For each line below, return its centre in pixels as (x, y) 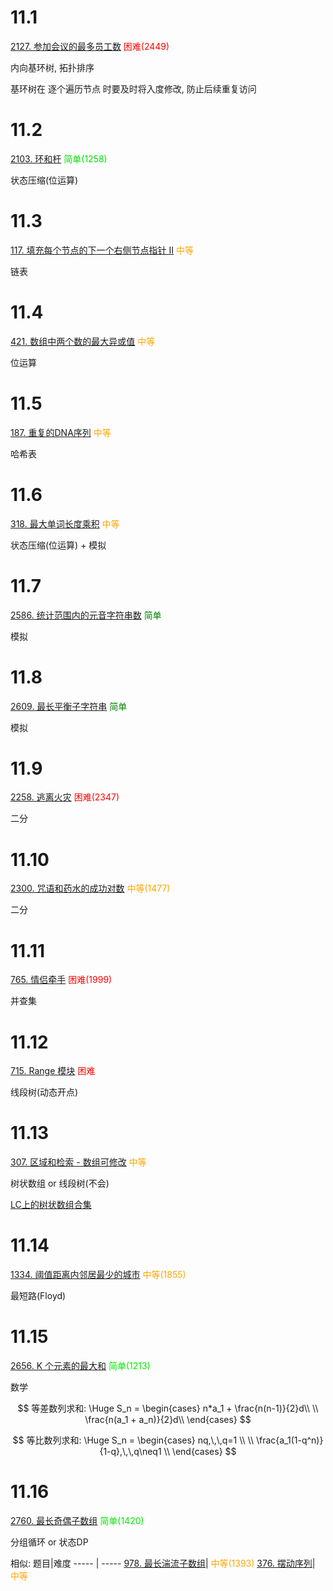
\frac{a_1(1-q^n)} (289, 1440)
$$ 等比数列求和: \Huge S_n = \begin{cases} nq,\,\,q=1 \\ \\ (133, 1440)
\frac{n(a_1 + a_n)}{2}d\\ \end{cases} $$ (168, 1420)
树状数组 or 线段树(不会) (60, 1183)
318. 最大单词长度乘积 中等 (65, 523)
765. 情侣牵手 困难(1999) (61, 980)
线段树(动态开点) (44, 1092)
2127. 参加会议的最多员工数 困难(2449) (90, 46)
